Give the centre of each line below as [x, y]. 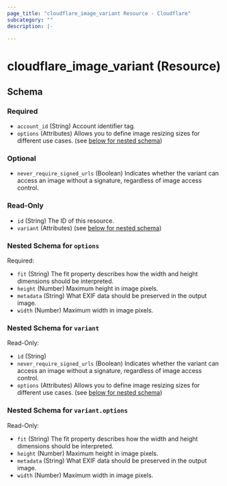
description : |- [30, 26]
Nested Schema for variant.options [68, 411]
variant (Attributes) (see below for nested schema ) [89, 228]
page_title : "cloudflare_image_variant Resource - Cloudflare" [99, 13]
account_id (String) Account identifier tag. [76, 126]
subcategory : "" [30, 20]
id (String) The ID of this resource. [66, 221]
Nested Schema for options [53, 245]
